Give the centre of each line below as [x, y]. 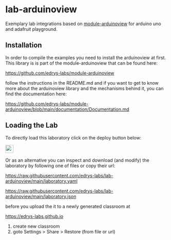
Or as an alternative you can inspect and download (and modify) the [78, 160]
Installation [24, 45]
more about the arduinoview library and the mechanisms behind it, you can [84, 88]
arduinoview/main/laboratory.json [41, 196]
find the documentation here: [36, 94]
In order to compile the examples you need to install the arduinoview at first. [85, 57]
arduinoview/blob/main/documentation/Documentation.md [67, 109]
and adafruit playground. [31, 29]
